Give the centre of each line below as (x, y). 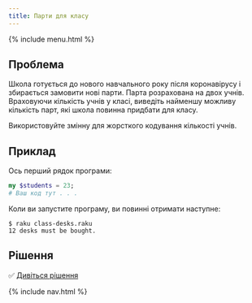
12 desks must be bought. (52, 231)
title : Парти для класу (49, 16)
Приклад (32, 151)
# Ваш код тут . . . (43, 193)
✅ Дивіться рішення (43, 275)
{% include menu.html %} (52, 39)
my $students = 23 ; (41, 186)
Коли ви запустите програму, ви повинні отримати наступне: (115, 209)
